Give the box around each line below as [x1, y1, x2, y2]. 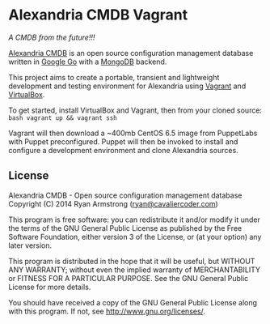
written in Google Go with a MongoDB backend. [8, 57, 167, 66]
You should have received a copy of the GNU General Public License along [8, 297, 257, 307]
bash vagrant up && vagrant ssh [8, 113, 117, 122]
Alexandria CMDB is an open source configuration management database [8, 48, 254, 58]
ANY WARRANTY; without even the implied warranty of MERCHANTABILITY [8, 265, 261, 275]
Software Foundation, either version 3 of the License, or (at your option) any [8, 232, 262, 241]
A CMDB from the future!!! [8, 32, 95, 42]
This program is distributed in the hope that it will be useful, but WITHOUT [8, 256, 255, 266]
